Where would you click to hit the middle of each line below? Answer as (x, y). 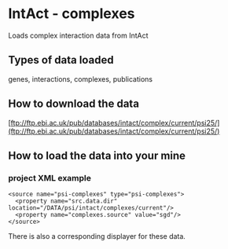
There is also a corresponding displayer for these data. (97, 236)
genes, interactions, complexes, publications (81, 79)
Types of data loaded (61, 60)
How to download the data (74, 104)
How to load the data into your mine (97, 155)
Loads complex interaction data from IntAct (78, 35)
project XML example (50, 178)
